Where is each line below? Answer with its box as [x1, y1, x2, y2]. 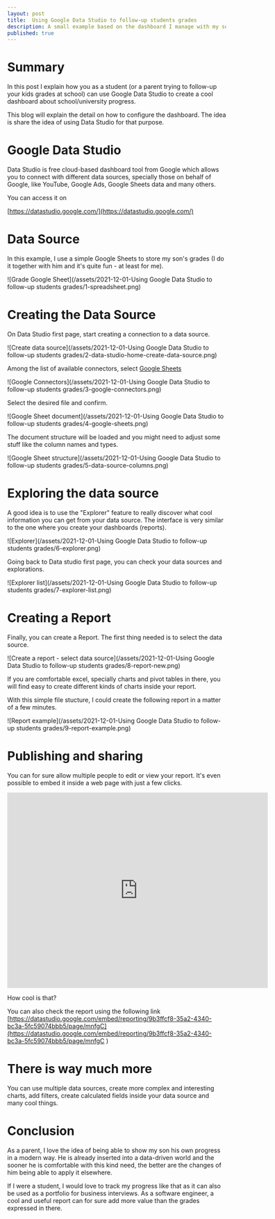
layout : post [7, 10, 45, 17]
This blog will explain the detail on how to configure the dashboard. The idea [7, 111, 226, 119]
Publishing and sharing [7, 748, 144, 764]
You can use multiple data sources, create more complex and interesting [7, 1083, 215, 1092]
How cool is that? [7, 993, 57, 1001]
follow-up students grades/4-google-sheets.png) [7, 420, 149, 427]
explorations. [7, 564, 45, 573]
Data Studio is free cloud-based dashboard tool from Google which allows [7, 165, 219, 174]
